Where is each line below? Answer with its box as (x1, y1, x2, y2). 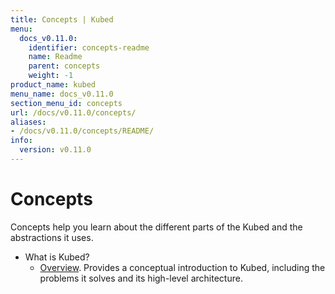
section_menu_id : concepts (10, 98, 123, 108)
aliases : (10, 117, 47, 127)
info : (10, 136, 33, 146)
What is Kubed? (24, 251, 90, 263)
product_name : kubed (10, 80, 97, 90)
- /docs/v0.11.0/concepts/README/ (10, 126, 155, 136)
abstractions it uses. (10, 231, 94, 243)
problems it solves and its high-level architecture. (39, 272, 243, 284)
